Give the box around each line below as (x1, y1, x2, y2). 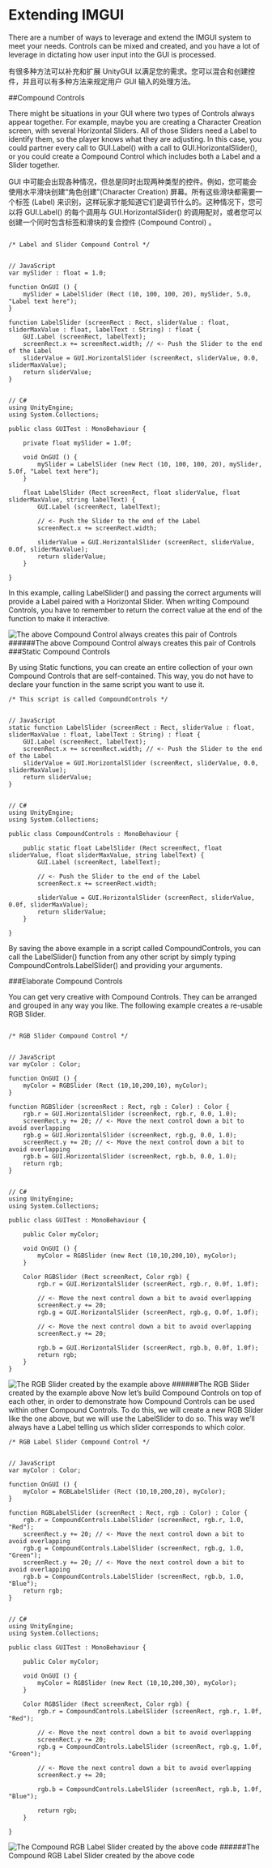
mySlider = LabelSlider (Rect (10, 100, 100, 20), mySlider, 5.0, (23, 290, 252, 298)
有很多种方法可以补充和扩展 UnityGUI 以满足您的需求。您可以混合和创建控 (8, 66, 256, 76)
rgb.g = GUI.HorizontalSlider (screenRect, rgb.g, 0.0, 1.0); (23, 1131, 237, 1139)
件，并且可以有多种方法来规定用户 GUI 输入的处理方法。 (8, 76, 196, 86)
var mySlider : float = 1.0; (8, 269, 107, 277)
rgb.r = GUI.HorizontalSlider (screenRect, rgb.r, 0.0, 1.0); (23, 1110, 237, 1118)
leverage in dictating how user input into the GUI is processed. (8, 49, 216, 59)
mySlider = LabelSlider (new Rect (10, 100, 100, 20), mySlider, (37, 460, 263, 468)
